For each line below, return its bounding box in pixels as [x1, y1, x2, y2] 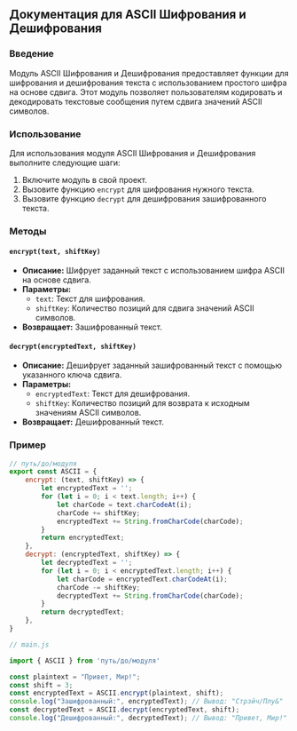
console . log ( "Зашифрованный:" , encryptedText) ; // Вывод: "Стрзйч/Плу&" [9, 697, 284, 706]
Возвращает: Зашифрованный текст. [21, 322, 162, 332]
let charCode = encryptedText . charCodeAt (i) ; [56, 575, 228, 584]
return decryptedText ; [41, 608, 125, 616]
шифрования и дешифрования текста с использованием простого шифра [9, 77, 287, 88]
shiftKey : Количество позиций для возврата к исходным [35, 398, 250, 409]
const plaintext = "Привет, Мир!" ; [9, 672, 141, 681]
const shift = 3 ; [9, 680, 74, 689]
